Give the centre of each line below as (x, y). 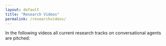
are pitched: (18, 38)
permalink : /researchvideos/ (36, 19)
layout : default (22, 10)
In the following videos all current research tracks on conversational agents (83, 33)
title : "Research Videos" (32, 14)
